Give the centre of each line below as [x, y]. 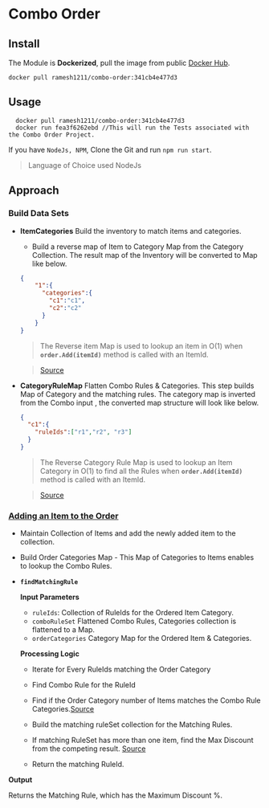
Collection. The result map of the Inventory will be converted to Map [145, 255]
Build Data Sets [39, 214]
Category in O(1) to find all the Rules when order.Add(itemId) [141, 471]
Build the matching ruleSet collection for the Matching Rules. [132, 724]
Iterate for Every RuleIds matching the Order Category [121, 669]
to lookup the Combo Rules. [66, 566]
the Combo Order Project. [51, 135]
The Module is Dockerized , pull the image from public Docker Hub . [119, 63]
